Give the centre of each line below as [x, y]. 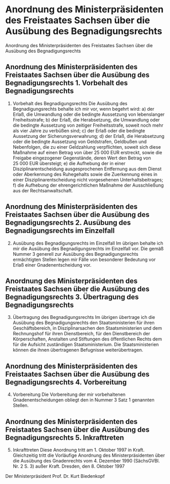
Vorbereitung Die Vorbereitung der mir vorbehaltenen [69, 395]
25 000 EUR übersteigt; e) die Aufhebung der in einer [69, 163]
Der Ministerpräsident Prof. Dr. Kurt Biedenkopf [55, 476]
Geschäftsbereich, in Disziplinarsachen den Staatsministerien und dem [87, 328]
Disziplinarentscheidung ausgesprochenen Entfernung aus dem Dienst [87, 169]
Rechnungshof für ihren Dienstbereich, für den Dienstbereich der [81, 334]
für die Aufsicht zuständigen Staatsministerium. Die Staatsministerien [86, 345]
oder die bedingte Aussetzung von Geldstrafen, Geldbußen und [80, 142]
